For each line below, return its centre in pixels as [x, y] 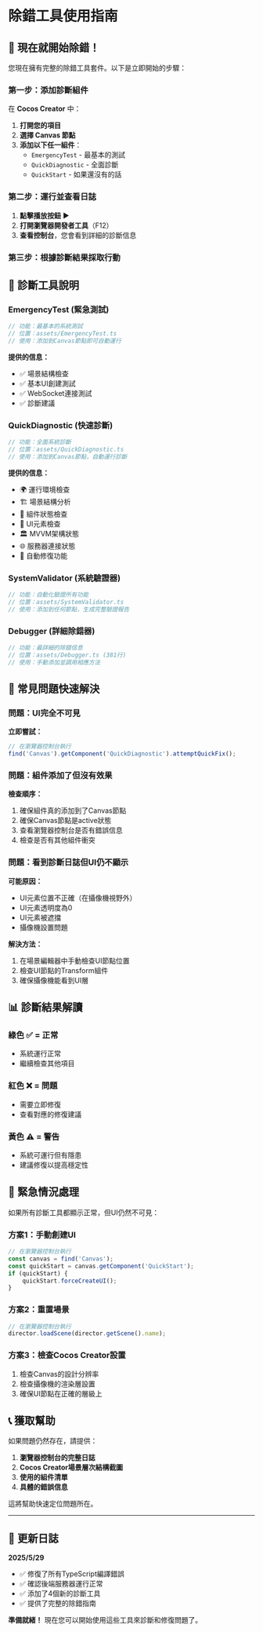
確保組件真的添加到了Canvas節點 [73, 811]
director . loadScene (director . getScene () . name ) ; [87, 1334]
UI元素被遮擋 [40, 917]
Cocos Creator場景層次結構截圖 [71, 1467]
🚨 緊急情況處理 [44, 1192]
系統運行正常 [40, 1054]
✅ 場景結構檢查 [44, 373]
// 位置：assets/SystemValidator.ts [66, 602]
